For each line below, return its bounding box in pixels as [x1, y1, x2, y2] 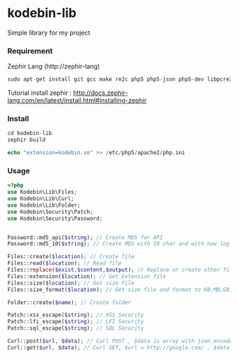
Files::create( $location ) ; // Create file [7, 253, 135, 260]
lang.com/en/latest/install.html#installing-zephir [7, 96, 147, 105]
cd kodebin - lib [7, 129, 52, 137]
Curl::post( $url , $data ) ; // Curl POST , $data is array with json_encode [7, 337, 233, 345]
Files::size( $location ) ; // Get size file [7, 279, 135, 287]
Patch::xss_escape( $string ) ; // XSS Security [7, 311, 144, 319]
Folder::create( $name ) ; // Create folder [7, 299, 132, 306]
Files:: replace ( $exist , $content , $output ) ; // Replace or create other [7, 267, 220, 274]
